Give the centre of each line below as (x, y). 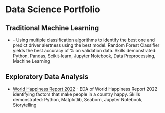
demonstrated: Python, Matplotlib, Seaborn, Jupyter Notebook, (77, 99)
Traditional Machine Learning (52, 28)
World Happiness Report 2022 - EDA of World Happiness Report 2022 (85, 89)
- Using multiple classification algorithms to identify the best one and (84, 40)
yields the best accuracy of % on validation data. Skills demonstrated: (85, 50)
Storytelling (24, 105)
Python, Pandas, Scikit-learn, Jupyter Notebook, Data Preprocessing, (84, 56)
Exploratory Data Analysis (47, 77)
